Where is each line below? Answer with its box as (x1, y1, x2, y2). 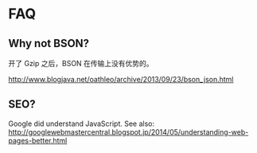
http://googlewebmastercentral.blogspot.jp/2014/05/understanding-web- (8, 127, 249, 136)
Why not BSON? (8, 37, 90, 50)
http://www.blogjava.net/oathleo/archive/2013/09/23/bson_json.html (8, 75, 234, 84)
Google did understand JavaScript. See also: (8, 119, 155, 128)
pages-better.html (8, 135, 68, 145)
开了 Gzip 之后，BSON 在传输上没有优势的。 (8, 59, 154, 68)
